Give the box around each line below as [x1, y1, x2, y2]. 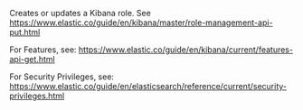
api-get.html [9, 54, 56, 64]
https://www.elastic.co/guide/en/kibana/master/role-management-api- [9, 17, 273, 28]
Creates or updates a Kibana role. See [9, 8, 151, 18]
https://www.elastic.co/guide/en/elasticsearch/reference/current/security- [9, 81, 288, 91]
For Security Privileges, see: [9, 71, 115, 82]
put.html [9, 27, 41, 37]
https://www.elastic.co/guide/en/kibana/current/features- [78, 44, 294, 55]
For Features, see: [9, 44, 77, 55]
